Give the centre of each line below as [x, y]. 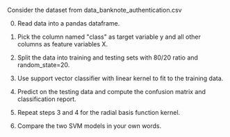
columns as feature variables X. [63, 44]
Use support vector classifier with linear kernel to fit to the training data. [120, 78]
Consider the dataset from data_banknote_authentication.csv [95, 10]
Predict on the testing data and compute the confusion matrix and [112, 92]
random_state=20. [43, 65]
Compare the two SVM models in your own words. [89, 126]
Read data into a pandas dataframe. [68, 23]
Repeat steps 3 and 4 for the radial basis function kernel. [99, 112]
